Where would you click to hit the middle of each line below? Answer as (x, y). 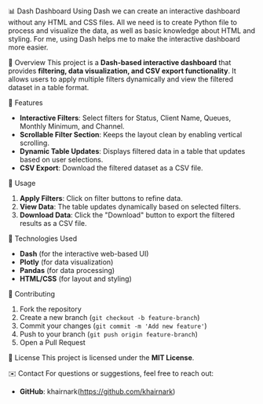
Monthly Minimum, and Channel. (72, 126)
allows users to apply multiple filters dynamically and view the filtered (121, 79)
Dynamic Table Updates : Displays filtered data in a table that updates (132, 151)
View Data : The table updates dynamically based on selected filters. (130, 207)
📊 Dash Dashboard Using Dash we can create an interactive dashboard (124, 11)
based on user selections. (61, 160)
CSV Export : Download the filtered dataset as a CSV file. (111, 168)
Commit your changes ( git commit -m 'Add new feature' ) (113, 326)
